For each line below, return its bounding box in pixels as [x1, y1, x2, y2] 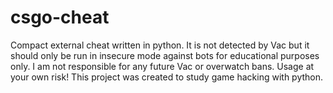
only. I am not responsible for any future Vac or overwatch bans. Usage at [10, 60, 315, 72]
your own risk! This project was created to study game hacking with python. [10, 71, 324, 83]
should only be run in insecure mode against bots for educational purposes [10, 49, 320, 61]
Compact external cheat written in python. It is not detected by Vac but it [10, 39, 310, 51]
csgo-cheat [10, 6, 110, 29]
